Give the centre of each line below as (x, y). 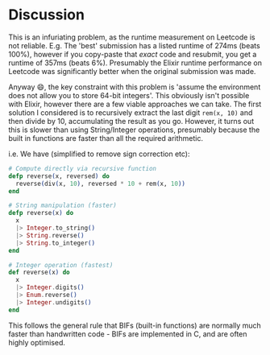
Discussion (46, 15)
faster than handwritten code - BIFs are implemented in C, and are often (128, 334)
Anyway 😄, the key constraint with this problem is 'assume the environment (135, 87)
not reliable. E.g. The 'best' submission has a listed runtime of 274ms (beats (134, 45)
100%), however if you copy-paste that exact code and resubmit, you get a (133, 54)
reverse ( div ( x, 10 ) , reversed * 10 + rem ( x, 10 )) (100, 184)
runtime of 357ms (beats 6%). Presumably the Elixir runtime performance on (135, 63)
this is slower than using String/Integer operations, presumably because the (134, 130)
